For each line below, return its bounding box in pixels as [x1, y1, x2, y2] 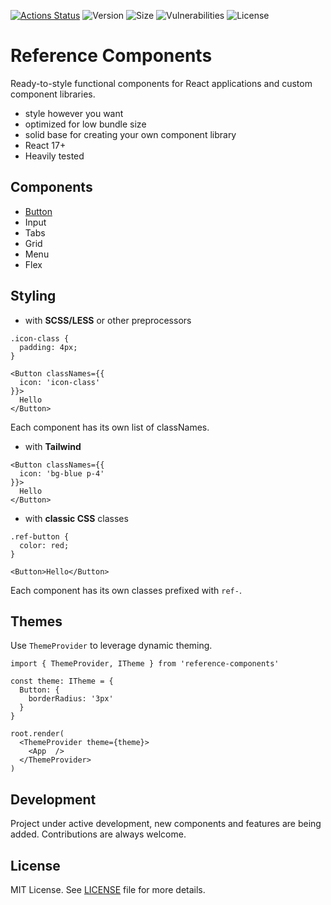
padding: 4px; [19, 342, 78, 352]
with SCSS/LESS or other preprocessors [24, 314, 192, 326]
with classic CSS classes [24, 512, 129, 524]
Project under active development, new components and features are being [10, 818, 322, 830]
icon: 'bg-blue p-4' [19, 468, 105, 479]
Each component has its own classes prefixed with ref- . [10, 584, 242, 596]
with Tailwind [24, 440, 82, 452]
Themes [10, 613, 63, 630]
